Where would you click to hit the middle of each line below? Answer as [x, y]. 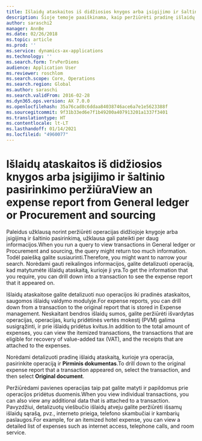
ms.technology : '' [29, 56]
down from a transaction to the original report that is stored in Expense [94, 307]
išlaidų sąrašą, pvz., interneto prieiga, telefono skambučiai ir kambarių [93, 413]
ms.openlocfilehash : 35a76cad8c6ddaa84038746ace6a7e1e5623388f [87, 106]
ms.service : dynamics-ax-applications [55, 51]
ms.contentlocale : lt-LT [37, 124]
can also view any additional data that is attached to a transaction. [88, 400]
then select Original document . [45, 376]
